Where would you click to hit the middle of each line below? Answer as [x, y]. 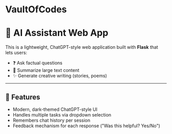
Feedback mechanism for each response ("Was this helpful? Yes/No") [86, 126]
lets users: [16, 53]
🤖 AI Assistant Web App [57, 33]
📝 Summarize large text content [46, 70]
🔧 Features [23, 97]
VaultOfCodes [36, 9]
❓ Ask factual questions [37, 63]
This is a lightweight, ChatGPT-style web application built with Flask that [82, 47]
